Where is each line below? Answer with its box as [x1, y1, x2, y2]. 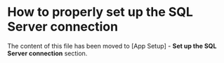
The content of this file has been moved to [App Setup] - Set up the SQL [7, 42, 217, 50]
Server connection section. [7, 49, 88, 57]
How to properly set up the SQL [7, 4, 193, 20]
